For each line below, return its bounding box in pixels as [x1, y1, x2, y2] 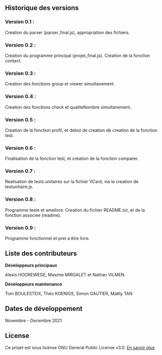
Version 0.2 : [5, 41, 36, 48]
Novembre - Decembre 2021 [5, 318, 62, 323]
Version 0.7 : [5, 168, 35, 174]
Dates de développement [5, 304, 82, 313]
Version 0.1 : [5, 18, 35, 25]
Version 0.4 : [5, 93, 36, 100]
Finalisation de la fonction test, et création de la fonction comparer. [5, 155, 139, 162]
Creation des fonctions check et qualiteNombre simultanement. [5, 104, 132, 110]
